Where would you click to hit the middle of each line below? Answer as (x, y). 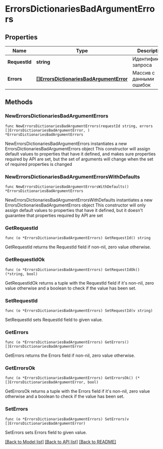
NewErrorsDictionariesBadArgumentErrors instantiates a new (66, 144)
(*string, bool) (21, 274)
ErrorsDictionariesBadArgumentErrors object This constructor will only (75, 205)
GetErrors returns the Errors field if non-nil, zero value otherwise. (70, 355)
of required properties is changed (39, 164)
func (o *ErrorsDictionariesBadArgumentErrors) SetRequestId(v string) (79, 311)
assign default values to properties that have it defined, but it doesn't (74, 210)
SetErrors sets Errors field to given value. (46, 432)
